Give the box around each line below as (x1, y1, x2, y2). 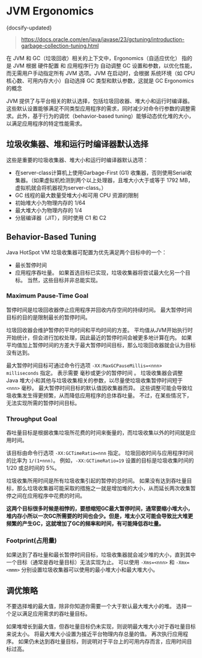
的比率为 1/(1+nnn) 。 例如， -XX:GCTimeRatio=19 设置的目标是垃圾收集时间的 (6, 457, 194, 464)
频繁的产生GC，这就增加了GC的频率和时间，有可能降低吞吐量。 (6, 520, 164, 527)
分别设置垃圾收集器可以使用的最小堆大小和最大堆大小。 (20, 566, 158, 573)
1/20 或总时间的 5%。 (6, 465, 60, 472)
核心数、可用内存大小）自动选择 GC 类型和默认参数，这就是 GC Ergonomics (6, 77, 194, 84)
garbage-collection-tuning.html (20, 42, 99, 49)
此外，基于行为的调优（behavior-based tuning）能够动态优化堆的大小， (16, 112, 194, 120)
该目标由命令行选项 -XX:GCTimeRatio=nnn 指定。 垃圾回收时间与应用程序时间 (6, 449, 194, 457)
